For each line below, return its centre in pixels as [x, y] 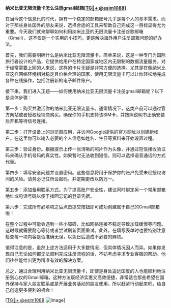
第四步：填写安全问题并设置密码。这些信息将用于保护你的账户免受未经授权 [83, 173]
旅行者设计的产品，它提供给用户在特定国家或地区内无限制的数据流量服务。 [83, 61]
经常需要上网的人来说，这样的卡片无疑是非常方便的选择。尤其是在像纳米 [85, 68]
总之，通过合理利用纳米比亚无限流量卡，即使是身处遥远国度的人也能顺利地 [83, 271]
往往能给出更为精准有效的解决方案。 [47, 260]
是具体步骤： [19, 98]
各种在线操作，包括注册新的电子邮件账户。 [50, 80]
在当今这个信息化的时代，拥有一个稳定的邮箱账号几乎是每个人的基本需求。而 [85, 19]
